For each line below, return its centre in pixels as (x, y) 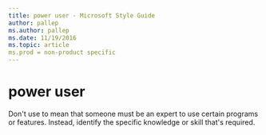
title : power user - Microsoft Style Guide (82, 15)
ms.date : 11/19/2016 (43, 38)
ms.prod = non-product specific (62, 52)
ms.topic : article (39, 45)
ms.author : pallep (39, 30)
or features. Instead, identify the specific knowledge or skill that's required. (132, 122)
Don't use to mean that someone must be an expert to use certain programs (133, 114)
